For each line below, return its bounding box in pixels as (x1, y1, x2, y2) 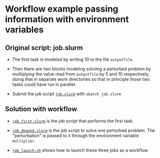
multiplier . (12, 138, 36, 143)
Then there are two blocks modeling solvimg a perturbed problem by (12, 66, 151, 72)
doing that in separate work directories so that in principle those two (12, 77, 150, 82)
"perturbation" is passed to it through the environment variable (12, 133, 139, 138)
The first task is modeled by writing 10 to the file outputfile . (12, 57, 134, 62)
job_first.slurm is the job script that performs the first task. (12, 118, 134, 124)
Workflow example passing (5, 3, 118, 15)
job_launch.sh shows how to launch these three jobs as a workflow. (12, 147, 149, 153)
